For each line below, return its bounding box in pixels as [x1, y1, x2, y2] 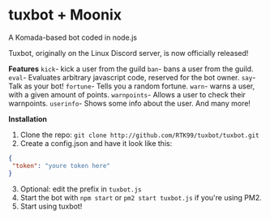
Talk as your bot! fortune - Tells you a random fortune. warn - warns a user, [8, 81, 255, 91]
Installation [8, 114, 47, 123]
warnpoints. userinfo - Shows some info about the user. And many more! [8, 98, 251, 108]
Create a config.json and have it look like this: [19, 138, 173, 148]
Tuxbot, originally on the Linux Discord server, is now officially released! [8, 48, 249, 58]
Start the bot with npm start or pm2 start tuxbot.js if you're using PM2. [19, 192, 262, 202]
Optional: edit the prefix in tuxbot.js [19, 184, 142, 194]
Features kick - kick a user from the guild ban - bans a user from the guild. [8, 63, 254, 74]
